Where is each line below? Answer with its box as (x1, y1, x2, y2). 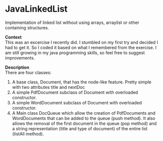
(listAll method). (12, 131, 44, 137)
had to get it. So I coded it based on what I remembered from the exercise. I (5, 44, 157, 50)
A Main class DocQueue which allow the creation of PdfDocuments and (12, 110, 156, 116)
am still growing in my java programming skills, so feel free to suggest (5, 50, 145, 56)
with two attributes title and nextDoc (12, 84, 85, 90)
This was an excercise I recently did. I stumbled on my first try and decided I (5, 39, 158, 45)
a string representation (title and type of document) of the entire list (12, 125, 148, 131)
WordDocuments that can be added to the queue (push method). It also (12, 115, 156, 121)
